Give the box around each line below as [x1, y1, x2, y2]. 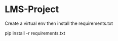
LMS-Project [5, 4, 59, 15]
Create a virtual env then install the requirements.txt [5, 20, 113, 26]
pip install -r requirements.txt [5, 30, 65, 36]
